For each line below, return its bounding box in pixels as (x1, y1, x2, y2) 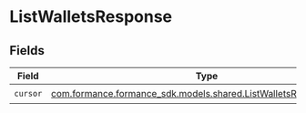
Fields (9, 43, 46, 58)
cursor (14, 88, 43, 98)
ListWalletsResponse (9, 6, 173, 27)
